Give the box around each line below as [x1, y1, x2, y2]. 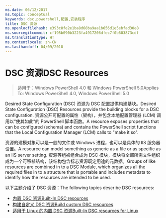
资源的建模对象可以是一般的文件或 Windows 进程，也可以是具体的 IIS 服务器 [5, 139, 161, 145]
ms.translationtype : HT [5, 35, 55, 40]
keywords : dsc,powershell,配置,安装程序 [5, 16, 85, 21]
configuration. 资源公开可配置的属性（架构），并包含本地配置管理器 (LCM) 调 [5, 112, 162, 118]
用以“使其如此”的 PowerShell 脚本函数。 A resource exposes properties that [5, 118, 159, 124]
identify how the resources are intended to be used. [5, 174, 111, 180]
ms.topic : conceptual [5, 12, 50, 17]
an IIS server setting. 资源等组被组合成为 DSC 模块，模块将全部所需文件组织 [5, 152, 161, 158]
